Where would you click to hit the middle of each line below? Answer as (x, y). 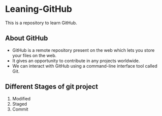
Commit (20, 109)
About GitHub (27, 38)
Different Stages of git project (52, 87)
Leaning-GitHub (39, 9)
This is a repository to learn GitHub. (41, 23)
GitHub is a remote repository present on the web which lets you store (83, 50)
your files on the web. (34, 55)
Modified (21, 98)
